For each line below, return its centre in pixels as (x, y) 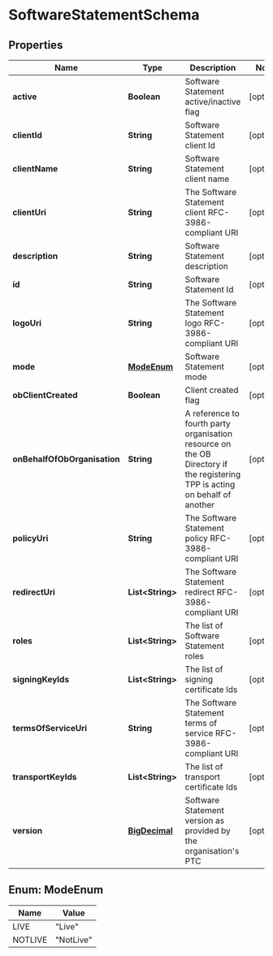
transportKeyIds (45, 777)
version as (205, 820)
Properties (36, 45)
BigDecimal (150, 831)
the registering (213, 474)
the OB (198, 454)
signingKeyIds (41, 679)
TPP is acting (210, 484)
